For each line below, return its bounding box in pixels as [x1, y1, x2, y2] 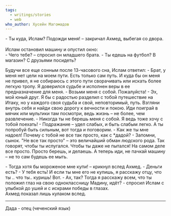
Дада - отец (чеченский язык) [5, 205, 71, 211]
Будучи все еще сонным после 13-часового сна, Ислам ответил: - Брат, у [5, 67, 166, 73]
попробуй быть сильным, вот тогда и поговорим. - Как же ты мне [5, 127, 149, 133]
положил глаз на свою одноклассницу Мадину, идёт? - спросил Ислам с [5, 180, 164, 186]
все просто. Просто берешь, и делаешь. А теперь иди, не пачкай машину [5, 148, 165, 154]
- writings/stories [10, 12, 51, 17]
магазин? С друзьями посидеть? [5, 57, 76, 64]
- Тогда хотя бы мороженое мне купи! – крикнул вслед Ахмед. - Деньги [5, 164, 162, 170]
